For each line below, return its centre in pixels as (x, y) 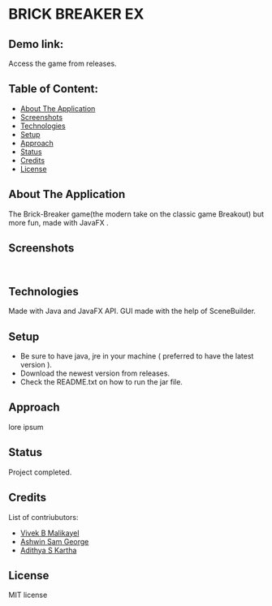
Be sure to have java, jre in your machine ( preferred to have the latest (137, 356)
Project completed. (40, 472)
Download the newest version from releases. (95, 373)
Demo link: (36, 44)
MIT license (28, 595)
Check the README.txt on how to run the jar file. (101, 382)
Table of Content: (54, 89)
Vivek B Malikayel (50, 533)
